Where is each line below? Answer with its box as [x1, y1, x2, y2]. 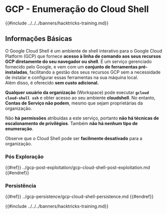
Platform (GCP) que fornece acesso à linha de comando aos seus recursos [5, 53, 161, 59]
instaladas [5, 69, 27, 75]
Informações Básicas [5, 34, 72, 43]
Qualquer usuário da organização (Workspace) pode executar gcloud [5, 89, 149, 95]
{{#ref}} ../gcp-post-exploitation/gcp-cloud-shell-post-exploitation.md [5, 164, 151, 170]
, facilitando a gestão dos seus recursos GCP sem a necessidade [27, 69, 161, 75]
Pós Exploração [5, 153, 44, 160]
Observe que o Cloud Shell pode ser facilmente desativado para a [5, 135, 143, 141]
